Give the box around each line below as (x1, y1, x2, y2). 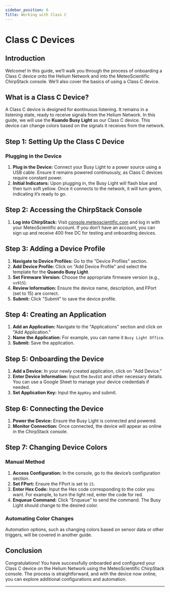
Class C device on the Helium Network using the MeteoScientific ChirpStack (5, 565, 164, 571)
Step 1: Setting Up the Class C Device (5, 137, 125, 146)
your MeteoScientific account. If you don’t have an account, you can (12, 224, 155, 231)
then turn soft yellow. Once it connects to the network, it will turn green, (12, 186, 162, 192)
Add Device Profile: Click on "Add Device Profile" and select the (12, 263, 147, 269)
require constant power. (12, 175, 63, 180)
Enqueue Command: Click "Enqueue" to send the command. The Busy (12, 497, 161, 503)
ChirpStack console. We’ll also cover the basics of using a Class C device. (5, 78, 160, 84)
